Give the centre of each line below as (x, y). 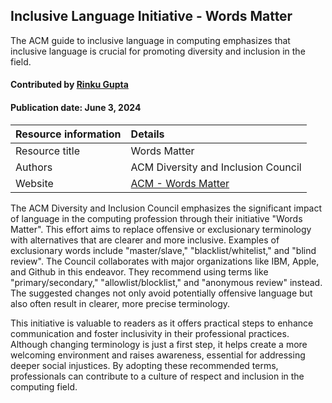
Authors (34, 167)
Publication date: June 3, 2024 (76, 107)
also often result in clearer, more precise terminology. (120, 303)
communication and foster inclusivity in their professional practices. (150, 333)
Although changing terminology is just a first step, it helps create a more (159, 344)
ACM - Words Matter (180, 183)
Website (34, 183)
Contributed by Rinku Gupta (69, 85)
